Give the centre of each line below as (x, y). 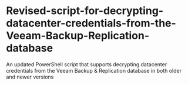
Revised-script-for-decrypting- (85, 11)
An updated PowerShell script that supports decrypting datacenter (87, 64)
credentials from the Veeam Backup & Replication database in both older (94, 70)
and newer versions (30, 77)
